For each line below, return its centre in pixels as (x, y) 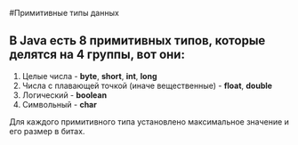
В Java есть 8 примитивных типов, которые (137, 40)
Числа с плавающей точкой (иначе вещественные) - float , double (147, 85)
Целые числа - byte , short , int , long (89, 76)
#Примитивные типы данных (64, 13)
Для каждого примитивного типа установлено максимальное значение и (149, 121)
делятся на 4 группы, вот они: (97, 55)
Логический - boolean (64, 95)
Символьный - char (60, 104)
